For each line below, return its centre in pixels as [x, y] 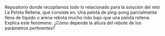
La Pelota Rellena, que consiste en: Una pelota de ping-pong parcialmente [81, 12]
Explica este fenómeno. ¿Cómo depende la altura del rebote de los [73, 23]
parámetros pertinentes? [30, 28]
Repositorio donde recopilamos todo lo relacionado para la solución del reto [82, 7]
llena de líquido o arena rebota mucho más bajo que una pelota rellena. [78, 18]
